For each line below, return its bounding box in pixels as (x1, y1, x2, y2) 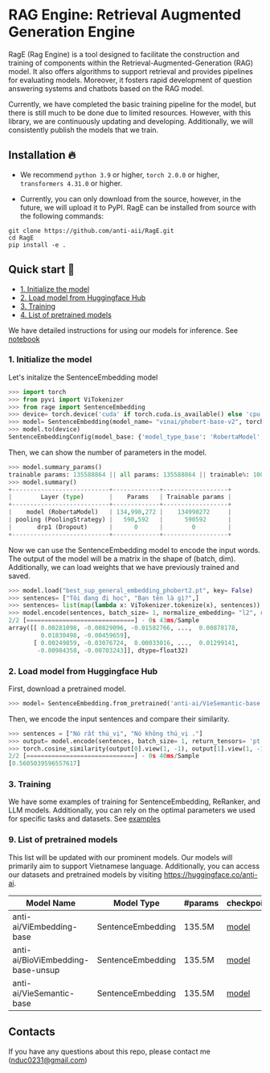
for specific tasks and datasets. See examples (8, 814, 161, 824)
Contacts (8, 1025, 56, 1039)
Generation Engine (8, 23, 135, 41)
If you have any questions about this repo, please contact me (8, 1046, 211, 1056)
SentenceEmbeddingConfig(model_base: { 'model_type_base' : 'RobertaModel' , (8, 433, 264, 441)
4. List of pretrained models (19, 310, 112, 319)
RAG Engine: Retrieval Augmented (8, 6, 241, 24)
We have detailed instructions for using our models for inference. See (8, 325, 239, 335)
